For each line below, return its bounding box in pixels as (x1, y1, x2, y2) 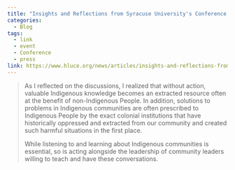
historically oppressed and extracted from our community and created (24, 118, 227, 127)
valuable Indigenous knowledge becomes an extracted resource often (24, 89, 227, 97)
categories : (7, 17, 42, 24)
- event (13, 43, 36, 50)
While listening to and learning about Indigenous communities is (24, 139, 209, 148)
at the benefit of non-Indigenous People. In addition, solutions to (24, 96, 211, 105)
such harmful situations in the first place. (24, 126, 143, 134)
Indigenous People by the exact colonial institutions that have (24, 111, 201, 120)
